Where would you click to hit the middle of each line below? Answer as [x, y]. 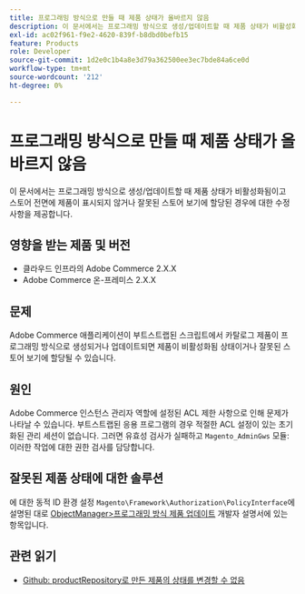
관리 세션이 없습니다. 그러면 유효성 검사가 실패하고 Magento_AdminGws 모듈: [157, 436]
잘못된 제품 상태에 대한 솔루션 [87, 478]
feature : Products [44, 43]
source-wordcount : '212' [56, 77]
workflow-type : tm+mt [50, 69]
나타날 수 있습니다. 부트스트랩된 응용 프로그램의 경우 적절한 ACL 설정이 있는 [143, 424]
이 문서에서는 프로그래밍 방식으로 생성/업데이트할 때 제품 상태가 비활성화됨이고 [148, 191]
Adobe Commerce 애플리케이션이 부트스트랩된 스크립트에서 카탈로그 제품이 [144, 335]
